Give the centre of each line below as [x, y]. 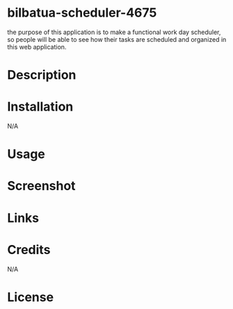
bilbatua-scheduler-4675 [82, 13]
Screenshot [41, 186]
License [31, 297]
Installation [40, 107]
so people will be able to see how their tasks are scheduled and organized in [117, 39]
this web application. [37, 47]
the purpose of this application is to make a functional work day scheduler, [114, 32]
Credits [29, 249]
